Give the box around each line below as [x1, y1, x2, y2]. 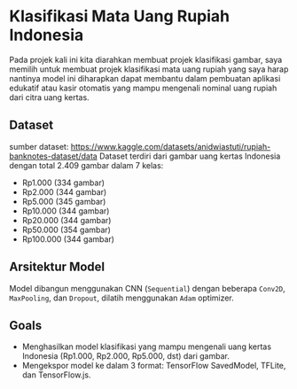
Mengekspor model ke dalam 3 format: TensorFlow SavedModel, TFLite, [21, 361, 286, 371]
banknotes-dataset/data [9, 151, 98, 161]
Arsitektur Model [9, 260, 106, 275]
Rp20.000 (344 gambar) [21, 214, 112, 225]
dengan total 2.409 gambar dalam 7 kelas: [9, 159, 164, 170]
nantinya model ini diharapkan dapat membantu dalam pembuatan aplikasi [9, 73, 281, 83]
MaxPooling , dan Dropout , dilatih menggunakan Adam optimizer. [9, 292, 235, 303]
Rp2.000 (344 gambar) [21, 186, 107, 197]
